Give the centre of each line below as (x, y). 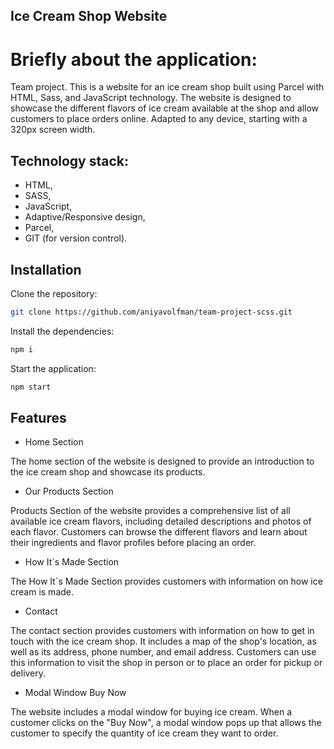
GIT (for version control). (76, 238)
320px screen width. (53, 130)
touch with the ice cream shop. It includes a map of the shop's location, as (163, 641)
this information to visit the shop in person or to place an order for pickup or (166, 663)
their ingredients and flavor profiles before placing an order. (133, 543)
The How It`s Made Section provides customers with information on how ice (166, 581)
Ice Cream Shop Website (89, 16)
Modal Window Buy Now (75, 693)
